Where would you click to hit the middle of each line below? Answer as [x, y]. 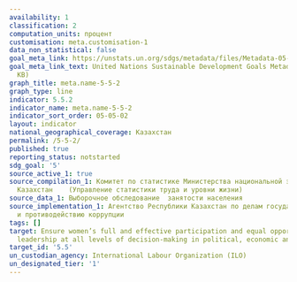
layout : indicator [43, 125]
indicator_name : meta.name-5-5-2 [71, 108]
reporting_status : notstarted [65, 157]
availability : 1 [39, 17]
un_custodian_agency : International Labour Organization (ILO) [128, 256]
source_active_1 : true [51, 173]
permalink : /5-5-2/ [45, 141]
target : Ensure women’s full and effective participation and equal [138, 231]
